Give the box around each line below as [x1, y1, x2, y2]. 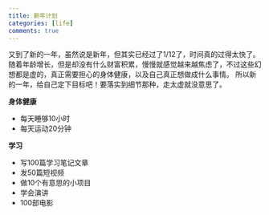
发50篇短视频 [19, 168, 64, 177]
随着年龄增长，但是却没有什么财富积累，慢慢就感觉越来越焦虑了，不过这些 [8, 59, 255, 69]
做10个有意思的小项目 [19, 178, 92, 188]
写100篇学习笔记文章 [19, 158, 89, 168]
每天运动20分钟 [19, 124, 72, 133]
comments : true [8, 26, 59, 34]
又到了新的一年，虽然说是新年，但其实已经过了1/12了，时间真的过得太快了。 [8, 50, 260, 59]
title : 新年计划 [8, 11, 58, 20]
